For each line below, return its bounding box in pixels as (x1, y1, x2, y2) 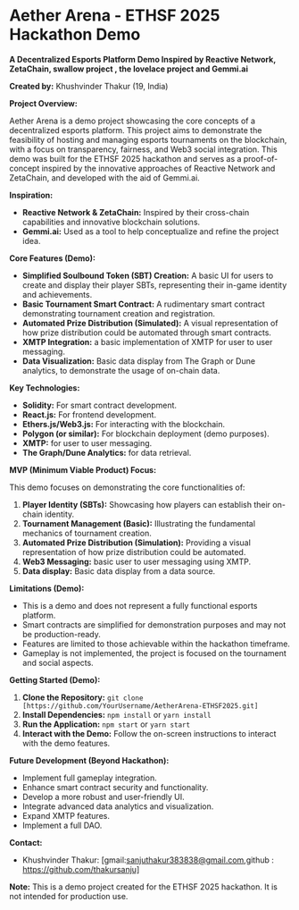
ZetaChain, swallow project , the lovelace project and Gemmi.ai (9, 63, 248, 74)
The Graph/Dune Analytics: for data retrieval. (21, 447, 192, 458)
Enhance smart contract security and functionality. (21, 781, 209, 792)
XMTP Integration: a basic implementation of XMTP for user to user (21, 336, 273, 347)
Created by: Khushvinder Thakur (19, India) (9, 80, 169, 91)
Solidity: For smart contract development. (21, 400, 177, 410)
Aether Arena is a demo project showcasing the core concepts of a (9, 115, 256, 126)
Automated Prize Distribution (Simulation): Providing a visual (21, 537, 252, 548)
